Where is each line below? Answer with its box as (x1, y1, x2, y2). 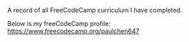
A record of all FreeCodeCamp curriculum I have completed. (7, 6, 183, 14)
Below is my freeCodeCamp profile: (7, 20, 111, 27)
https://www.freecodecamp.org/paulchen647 (7, 27, 140, 35)
